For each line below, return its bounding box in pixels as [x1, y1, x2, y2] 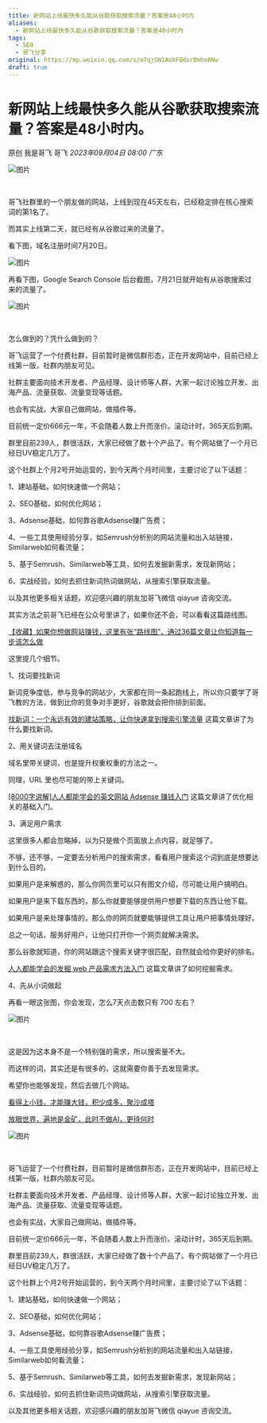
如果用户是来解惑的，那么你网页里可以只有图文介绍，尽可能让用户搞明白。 [8, 879, 252, 889]
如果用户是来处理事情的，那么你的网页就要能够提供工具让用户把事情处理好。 [8, 913, 259, 922]
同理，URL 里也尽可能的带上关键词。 [8, 774, 129, 784]
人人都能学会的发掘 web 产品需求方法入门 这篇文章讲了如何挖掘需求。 [8, 964, 237, 973]
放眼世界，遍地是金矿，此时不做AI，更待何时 [8, 1114, 155, 1123]
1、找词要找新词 [8, 670, 60, 680]
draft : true [8, 64, 48, 72]
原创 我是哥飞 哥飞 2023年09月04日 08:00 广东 [8, 148, 163, 157]
